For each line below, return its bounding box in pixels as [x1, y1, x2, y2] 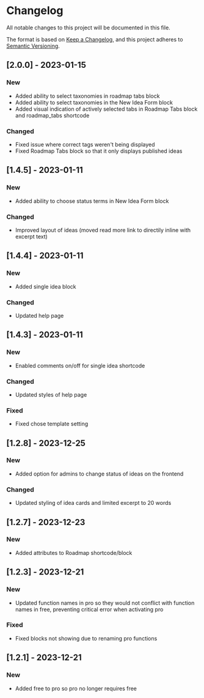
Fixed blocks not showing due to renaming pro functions [15, 634, 158, 642]
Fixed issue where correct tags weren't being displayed [15, 141, 155, 148]
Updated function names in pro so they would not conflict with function [15, 599, 195, 606]
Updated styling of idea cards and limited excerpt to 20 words [15, 499, 172, 507]
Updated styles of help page [15, 391, 87, 398]
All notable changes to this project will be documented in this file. [6, 24, 171, 31]
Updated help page [15, 312, 64, 319]
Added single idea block [15, 282, 76, 290]
